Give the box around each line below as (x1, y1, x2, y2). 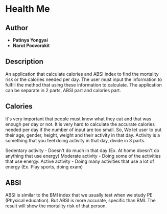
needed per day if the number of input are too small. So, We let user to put (5, 126, 162, 133)
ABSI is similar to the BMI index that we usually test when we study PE (5, 192, 153, 198)
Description (5, 57, 43, 66)
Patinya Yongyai (12, 37, 49, 43)
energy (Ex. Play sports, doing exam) (5, 163, 83, 169)
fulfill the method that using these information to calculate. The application (5, 81, 162, 88)
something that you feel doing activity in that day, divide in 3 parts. (5, 137, 146, 143)
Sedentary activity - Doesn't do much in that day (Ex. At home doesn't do (5, 147, 160, 154)
